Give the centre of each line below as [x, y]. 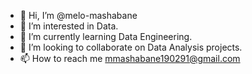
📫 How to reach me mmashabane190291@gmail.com [130, 58]
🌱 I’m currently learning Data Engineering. [106, 36]
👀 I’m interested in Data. [69, 26]
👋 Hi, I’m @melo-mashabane [78, 15]
